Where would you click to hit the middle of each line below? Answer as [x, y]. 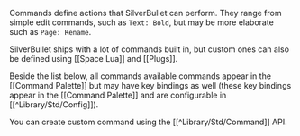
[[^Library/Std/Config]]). [54, 105]
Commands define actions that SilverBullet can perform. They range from [145, 13]
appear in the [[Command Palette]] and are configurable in [118, 95]
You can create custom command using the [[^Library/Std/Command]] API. [148, 122]
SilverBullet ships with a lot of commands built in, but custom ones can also [150, 49]
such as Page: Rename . [50, 32]
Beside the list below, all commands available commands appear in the [141, 76]
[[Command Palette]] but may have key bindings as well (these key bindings [150, 85]
